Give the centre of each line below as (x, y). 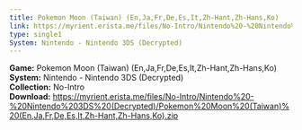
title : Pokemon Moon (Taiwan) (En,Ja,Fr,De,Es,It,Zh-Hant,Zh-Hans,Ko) (144, 17)
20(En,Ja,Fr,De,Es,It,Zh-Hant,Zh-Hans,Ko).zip (94, 116)
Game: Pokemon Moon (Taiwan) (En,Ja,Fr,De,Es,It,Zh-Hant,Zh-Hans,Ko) (143, 68)
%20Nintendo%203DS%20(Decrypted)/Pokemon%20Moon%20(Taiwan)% (150, 106)
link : (19, 26)
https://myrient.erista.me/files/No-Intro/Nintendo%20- (153, 97)
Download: (30, 97)
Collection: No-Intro (47, 87)
